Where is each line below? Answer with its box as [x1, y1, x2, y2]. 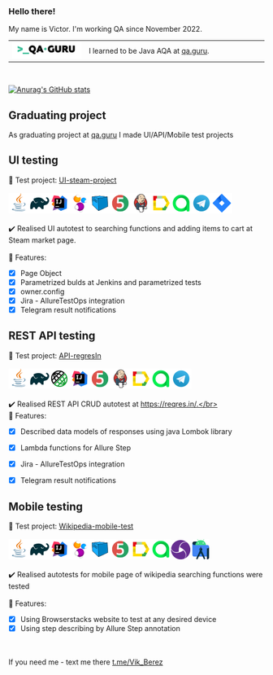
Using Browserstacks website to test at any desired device [19, 614, 217, 624]
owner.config [19, 287, 65, 296]
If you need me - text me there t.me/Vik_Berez [8, 657, 163, 667]
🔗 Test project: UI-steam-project [8, 175, 117, 185]
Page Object [19, 268, 63, 278]
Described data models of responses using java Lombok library [19, 426, 233, 436]
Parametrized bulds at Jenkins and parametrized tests [19, 277, 201, 287]
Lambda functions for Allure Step [19, 442, 132, 453]
